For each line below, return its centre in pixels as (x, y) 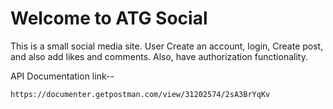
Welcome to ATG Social (109, 18)
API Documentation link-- (62, 76)
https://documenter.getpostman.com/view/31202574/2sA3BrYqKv (140, 94)
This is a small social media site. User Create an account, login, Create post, (167, 46)
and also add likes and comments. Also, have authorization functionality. (159, 56)
